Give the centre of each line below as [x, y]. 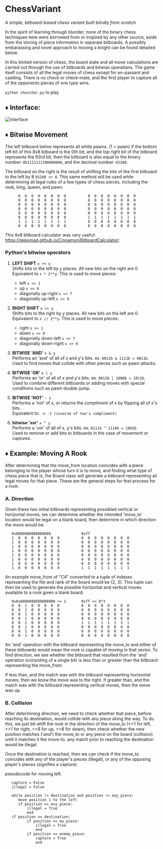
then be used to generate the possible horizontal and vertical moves [73, 587]
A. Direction [19, 498]
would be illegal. [21, 745]
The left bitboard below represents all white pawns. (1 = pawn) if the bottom [81, 146]
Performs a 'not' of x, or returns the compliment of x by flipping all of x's [84, 403]
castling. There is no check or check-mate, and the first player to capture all [81, 78]
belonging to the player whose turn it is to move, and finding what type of [79, 470]
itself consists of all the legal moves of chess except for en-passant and [77, 72]
